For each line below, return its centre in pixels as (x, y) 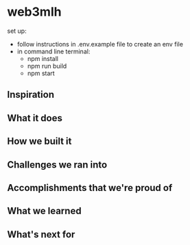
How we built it (39, 141)
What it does (35, 118)
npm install (43, 58)
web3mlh (34, 12)
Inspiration (31, 95)
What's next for (41, 234)
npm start (41, 73)
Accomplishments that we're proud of (90, 188)
